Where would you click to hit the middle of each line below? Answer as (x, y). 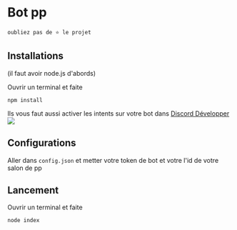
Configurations (42, 143)
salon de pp (25, 168)
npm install (25, 100)
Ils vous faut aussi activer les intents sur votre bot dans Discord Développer (118, 113)
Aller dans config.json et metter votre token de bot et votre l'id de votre (113, 160)
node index (24, 221)
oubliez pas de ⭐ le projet (49, 32)
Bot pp (27, 12)
